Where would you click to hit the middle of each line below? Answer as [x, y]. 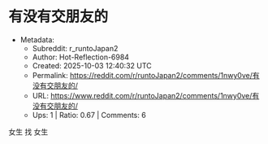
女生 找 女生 [28, 132]
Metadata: [37, 39]
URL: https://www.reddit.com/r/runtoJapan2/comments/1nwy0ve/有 [146, 95]
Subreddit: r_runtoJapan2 [75, 48]
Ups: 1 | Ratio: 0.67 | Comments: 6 [89, 115]
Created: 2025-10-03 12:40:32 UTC [92, 65]
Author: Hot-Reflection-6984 [81, 57]
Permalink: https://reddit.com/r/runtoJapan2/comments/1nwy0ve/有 [146, 75]
